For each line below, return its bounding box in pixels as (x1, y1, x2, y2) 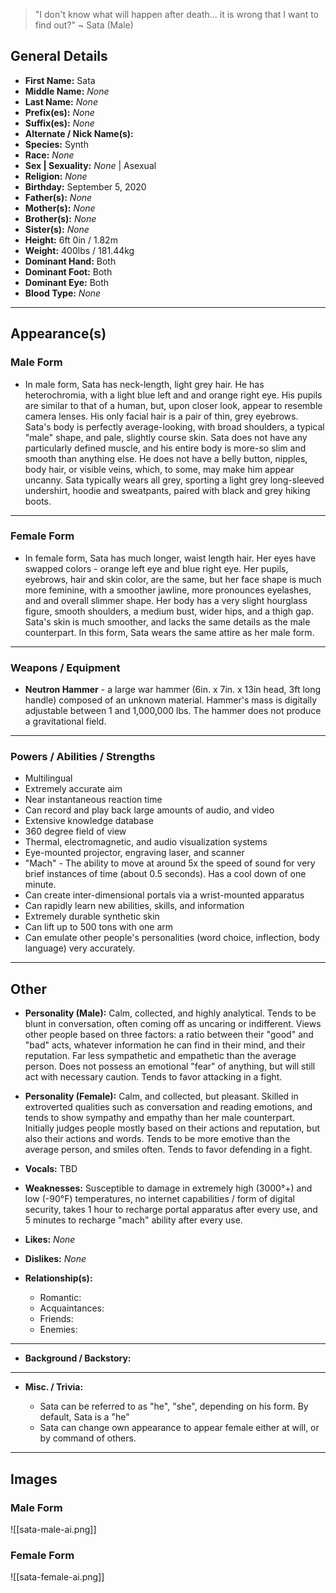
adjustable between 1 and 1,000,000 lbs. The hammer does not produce (24, 705, 322, 717)
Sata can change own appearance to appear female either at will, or (39, 1422, 320, 1434)
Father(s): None (24, 191, 93, 203)
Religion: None (24, 170, 88, 182)
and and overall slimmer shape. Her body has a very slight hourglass (24, 594, 308, 606)
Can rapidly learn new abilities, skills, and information (24, 900, 245, 912)
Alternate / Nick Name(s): (24, 127, 134, 139)
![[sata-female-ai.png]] (10, 1571, 105, 1583)
